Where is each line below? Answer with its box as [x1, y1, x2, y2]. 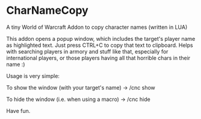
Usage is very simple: [6, 72, 60, 79]
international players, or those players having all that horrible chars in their [6, 54, 191, 61]
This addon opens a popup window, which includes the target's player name [6, 35, 196, 42]
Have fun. [6, 107, 31, 114]
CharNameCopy [6, 4, 88, 17]
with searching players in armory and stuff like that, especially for [6, 47, 169, 55]
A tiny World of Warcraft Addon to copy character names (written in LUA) [6, 23, 188, 31]
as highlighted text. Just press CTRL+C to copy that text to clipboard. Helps [6, 41, 194, 49]
